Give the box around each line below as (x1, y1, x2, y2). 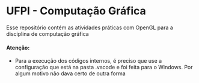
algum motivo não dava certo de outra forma (14, 70, 126, 77)
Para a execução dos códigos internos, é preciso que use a (14, 57, 162, 64)
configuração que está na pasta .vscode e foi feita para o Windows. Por (14, 64, 193, 71)
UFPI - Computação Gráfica (6, 4, 146, 18)
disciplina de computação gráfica (6, 30, 89, 37)
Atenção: (6, 44, 30, 51)
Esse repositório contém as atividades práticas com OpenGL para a (6, 24, 173, 31)
